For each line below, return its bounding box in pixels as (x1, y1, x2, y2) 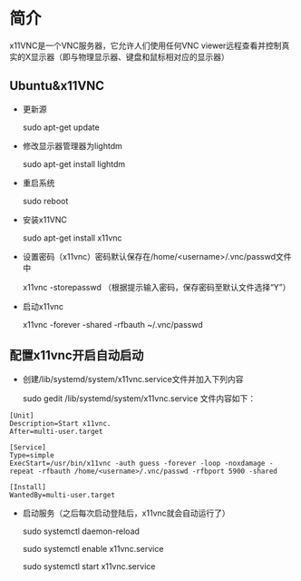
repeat (9, 467, 34, 476)
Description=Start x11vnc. (9, 419, 112, 428)
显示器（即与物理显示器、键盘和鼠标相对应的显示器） (30, 51, 229, 62)
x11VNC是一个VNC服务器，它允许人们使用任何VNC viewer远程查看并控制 (9, 40, 283, 51)
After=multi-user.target (9, 427, 103, 436)
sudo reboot (22, 195, 69, 206)
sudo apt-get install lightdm (22, 158, 126, 169)
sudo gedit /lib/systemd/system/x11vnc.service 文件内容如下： (22, 392, 257, 404)
